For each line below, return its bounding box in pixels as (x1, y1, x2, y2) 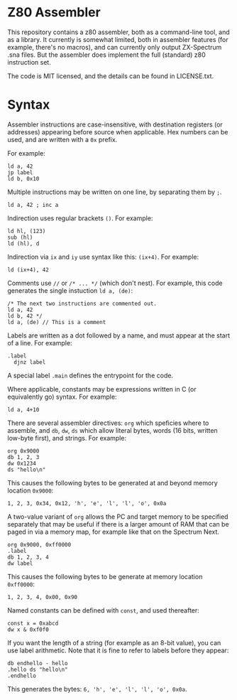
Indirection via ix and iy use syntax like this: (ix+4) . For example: (7, 252, 199, 261)
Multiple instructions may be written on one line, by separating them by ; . (7, 188, 222, 196)
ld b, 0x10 (7, 175, 40, 182)
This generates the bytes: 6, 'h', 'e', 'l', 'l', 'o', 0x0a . (7, 684, 187, 693)
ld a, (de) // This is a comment (7, 318, 106, 325)
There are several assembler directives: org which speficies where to (7, 419, 209, 427)
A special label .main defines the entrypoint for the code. (7, 371, 174, 379)
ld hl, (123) (7, 227, 46, 235)
